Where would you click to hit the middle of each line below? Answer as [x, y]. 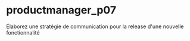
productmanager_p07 [61, 10]
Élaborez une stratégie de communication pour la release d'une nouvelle [95, 26]
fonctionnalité [23, 32]
